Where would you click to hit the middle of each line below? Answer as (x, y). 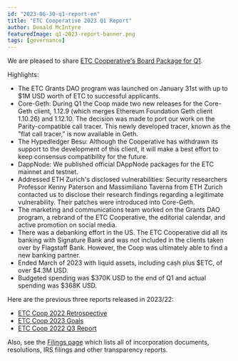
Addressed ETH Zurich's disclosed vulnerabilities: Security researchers (123, 180)
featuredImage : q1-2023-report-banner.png (71, 34)
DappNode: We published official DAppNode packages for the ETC (116, 164)
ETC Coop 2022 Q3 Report (57, 328)
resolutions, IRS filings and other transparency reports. (88, 350)
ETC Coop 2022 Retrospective (62, 313)
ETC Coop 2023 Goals (51, 321)
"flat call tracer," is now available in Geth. (78, 134)
